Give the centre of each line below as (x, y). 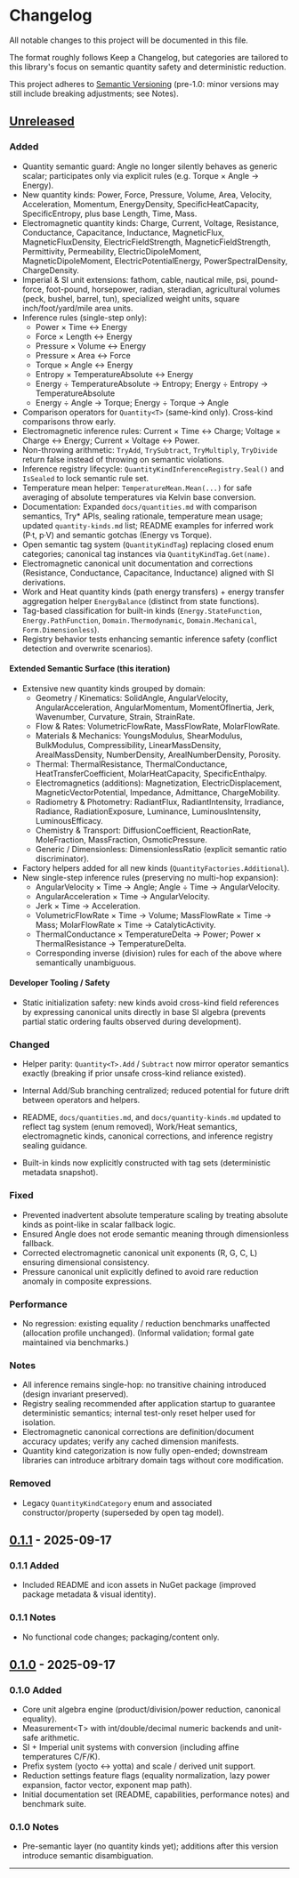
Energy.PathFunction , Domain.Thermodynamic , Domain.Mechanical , (139, 620)
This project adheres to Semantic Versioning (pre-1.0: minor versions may (144, 84)
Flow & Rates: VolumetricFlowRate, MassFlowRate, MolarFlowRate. (158, 726)
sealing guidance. (55, 1146)
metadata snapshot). (60, 1173)
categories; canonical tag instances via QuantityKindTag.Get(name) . (145, 553)
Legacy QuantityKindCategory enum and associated (117, 1503)
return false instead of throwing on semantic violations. (123, 459)
